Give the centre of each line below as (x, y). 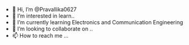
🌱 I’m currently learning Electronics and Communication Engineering (98, 22)
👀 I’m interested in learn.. (43, 16)
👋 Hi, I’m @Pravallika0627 (44, 9)
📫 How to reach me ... (40, 36)
